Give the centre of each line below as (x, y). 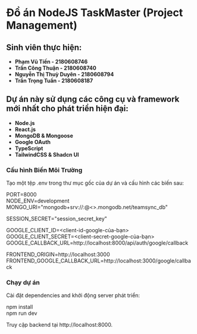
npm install (20, 307)
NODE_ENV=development (38, 201)
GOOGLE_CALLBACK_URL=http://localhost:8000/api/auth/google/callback (97, 243)
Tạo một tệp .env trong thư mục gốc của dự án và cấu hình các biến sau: (95, 183)
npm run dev (22, 313)
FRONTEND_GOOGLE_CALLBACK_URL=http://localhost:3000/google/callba (99, 261)
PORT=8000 (21, 195)
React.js (25, 129)
